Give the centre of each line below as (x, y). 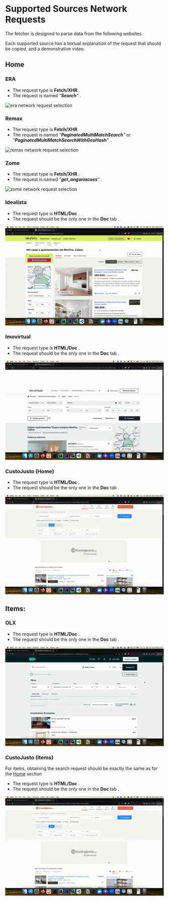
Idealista (16, 202)
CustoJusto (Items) (29, 757)
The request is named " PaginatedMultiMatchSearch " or (71, 135)
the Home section (24, 774)
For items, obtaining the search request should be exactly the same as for (81, 768)
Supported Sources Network (66, 9)
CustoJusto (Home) (30, 471)
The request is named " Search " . (47, 95)
